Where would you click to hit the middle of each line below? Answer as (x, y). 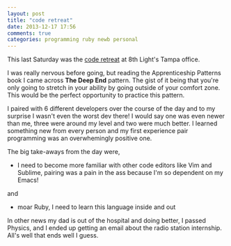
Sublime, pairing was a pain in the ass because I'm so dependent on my (120, 173)
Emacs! (28, 180)
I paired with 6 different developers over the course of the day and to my (111, 109)
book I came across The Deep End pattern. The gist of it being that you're (113, 80)
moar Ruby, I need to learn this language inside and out (96, 207)
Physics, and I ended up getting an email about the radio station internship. (115, 228)
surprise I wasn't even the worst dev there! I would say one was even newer (116, 116)
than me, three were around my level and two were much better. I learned (112, 123)
